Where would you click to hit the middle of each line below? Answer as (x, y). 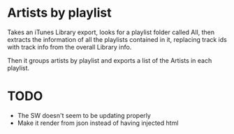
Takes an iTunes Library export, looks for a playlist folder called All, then (111, 32)
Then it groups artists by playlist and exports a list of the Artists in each (110, 60)
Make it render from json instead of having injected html (98, 123)
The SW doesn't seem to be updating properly (84, 115)
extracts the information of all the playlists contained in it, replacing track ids (117, 39)
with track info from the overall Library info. (70, 47)
